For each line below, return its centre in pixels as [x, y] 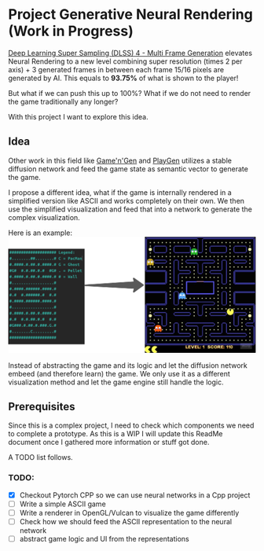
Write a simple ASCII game [62, 504]
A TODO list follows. [40, 457]
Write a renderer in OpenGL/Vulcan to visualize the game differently [129, 512]
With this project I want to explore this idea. [78, 116]
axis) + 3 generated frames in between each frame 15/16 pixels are [116, 69]
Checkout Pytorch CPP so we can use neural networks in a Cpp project [135, 495]
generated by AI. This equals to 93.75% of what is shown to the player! [123, 78]
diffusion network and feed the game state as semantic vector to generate [128, 169]
